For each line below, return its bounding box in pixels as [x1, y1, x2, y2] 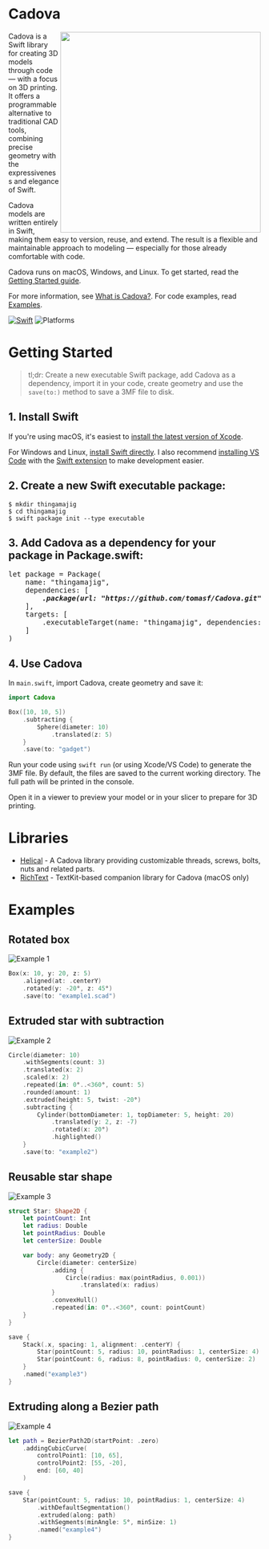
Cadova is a [8, 31, 47, 41]
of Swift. [8, 185, 36, 194]
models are [8, 209, 46, 218]
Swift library [8, 39, 48, 49]
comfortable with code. [8, 251, 86, 261]
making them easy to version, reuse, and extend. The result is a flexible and [8, 234, 258, 244]
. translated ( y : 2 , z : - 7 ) [50, 1118, 138, 1126]
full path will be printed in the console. [8, 777, 134, 787]
